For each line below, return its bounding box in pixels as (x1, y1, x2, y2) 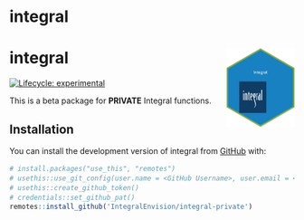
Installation (9, 121, 74, 137)
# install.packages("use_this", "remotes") (9, 164, 176, 173)
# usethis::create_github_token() (9, 183, 140, 192)
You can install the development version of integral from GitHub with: (9, 145, 267, 156)
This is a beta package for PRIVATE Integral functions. (9, 95, 212, 106)
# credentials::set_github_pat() (9, 193, 136, 202)
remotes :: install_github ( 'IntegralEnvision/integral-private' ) (9, 202, 253, 212)
